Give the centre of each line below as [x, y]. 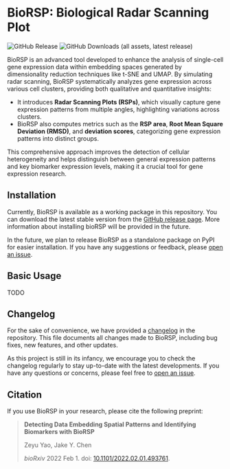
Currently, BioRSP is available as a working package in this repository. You [112, 211]
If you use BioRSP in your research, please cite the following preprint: [105, 411]
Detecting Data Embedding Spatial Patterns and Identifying [110, 424]
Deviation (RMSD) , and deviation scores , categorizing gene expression [119, 131]
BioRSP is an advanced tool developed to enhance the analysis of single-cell [115, 59]
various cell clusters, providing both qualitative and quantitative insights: [109, 89]
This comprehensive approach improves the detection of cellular [99, 152]
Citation [25, 394]
